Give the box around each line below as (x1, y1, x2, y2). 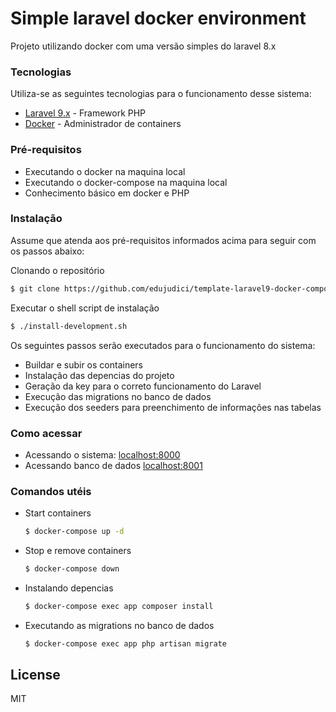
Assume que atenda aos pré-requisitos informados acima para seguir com (10, 234, 317, 246)
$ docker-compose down (24, 564, 120, 574)
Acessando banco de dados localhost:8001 (24, 459, 203, 471)
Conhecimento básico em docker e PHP (24, 187, 190, 199)
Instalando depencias (24, 582, 114, 594)
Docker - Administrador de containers (24, 118, 182, 130)
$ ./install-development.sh (10, 321, 128, 331)
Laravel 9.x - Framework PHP (24, 107, 147, 119)
